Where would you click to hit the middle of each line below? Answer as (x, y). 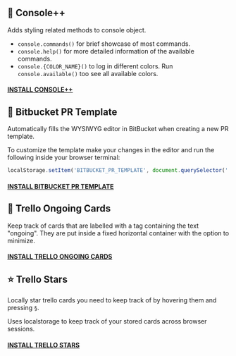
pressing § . (23, 307)
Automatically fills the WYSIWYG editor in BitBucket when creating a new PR (118, 129)
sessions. (21, 329)
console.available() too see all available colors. (88, 73)
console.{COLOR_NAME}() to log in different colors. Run (95, 66)
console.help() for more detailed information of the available (106, 51)
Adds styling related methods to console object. (77, 30)
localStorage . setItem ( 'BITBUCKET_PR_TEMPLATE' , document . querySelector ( (116, 171)
